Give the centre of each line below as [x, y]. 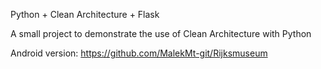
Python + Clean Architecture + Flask [85, 14]
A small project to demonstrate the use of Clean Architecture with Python [161, 33]
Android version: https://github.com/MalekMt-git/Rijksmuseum [139, 53]
